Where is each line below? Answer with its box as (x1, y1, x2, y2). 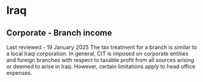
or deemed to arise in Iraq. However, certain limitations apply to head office (6, 63, 196, 70)
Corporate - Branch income (6, 28, 112, 38)
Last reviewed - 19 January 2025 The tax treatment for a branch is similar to (6, 43, 197, 51)
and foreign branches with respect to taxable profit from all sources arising (6, 57, 194, 63)
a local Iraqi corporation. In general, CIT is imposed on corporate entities (6, 50, 189, 57)
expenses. (6, 69, 32, 76)
